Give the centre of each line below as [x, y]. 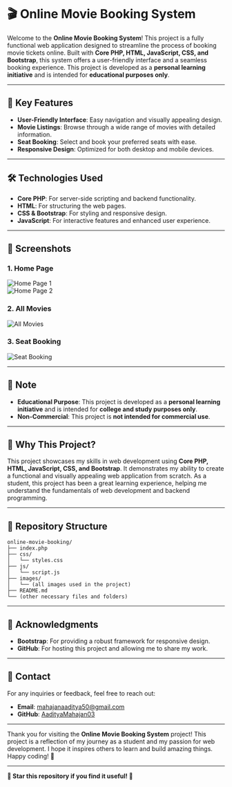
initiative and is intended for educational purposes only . [88, 75]
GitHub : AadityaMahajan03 [56, 714]
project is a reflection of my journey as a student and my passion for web [111, 741]
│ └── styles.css [35, 561]
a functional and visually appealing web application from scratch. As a [107, 476]
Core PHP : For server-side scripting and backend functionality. [107, 198]
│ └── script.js [33, 572]
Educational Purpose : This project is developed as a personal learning [119, 401]
